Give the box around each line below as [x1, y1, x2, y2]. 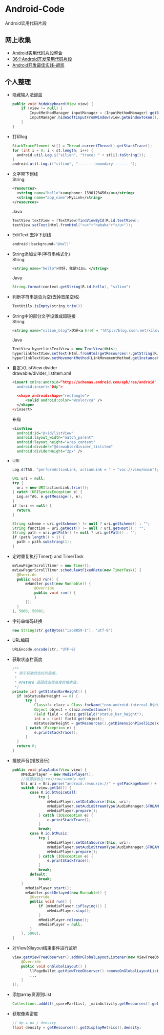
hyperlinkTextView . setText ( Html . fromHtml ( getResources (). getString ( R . [12, 351, 159, 356]
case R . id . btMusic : [30, 831, 70, 836]
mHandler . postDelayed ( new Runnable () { [25, 890, 106, 895]
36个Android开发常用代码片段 [12, 56, 72, 62]
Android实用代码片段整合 [12, 50, 62, 56]
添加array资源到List [12, 991, 52, 997]
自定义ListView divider [12, 365, 58, 371]
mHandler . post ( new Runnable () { [25, 581, 91, 586]
